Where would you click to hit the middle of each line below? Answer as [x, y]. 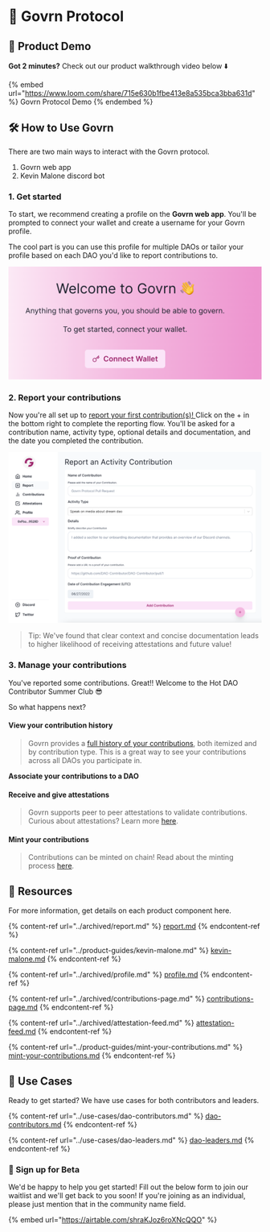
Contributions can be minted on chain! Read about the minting [131, 857]
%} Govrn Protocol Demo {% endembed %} [81, 102]
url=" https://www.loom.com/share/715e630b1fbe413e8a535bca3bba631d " [132, 93]
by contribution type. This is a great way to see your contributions [137, 752]
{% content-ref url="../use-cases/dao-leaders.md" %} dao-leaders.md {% [131, 1140]
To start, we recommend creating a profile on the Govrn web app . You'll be [133, 214]
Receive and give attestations [59, 794]
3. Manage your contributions [67, 666]
